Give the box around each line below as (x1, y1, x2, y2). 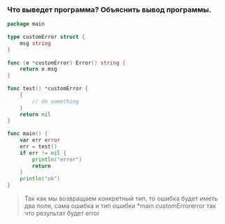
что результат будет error (24, 209, 100, 218)
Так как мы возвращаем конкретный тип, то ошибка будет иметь (24, 194, 219, 203)
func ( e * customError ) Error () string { (7, 59, 126, 67)
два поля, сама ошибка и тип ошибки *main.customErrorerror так (24, 202, 217, 210)
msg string (19, 40, 51, 46)
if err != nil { (19, 149, 67, 157)
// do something (32, 98, 79, 105)
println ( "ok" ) (19, 175, 60, 182)
